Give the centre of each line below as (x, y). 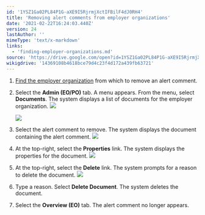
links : (15, 46)
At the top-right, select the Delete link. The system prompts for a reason (106, 167)
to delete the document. (45, 175)
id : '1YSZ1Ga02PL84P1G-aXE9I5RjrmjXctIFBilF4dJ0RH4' (75, 12)
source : (16, 57)
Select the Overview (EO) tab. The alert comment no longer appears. (102, 205)
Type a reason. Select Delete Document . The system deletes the (97, 186)
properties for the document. (52, 156)
